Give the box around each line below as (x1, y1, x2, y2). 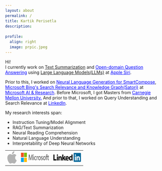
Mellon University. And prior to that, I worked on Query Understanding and (5, 95, 157, 101)
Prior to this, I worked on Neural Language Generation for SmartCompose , (5, 79, 157, 85)
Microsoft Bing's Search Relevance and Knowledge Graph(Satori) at (5, 84, 144, 90)
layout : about (5, 8, 35, 13)
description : (5, 24, 32, 29)
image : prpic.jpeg (9, 45, 48, 50)
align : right (9, 40, 37, 45)
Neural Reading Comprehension (12, 129, 78, 136)
